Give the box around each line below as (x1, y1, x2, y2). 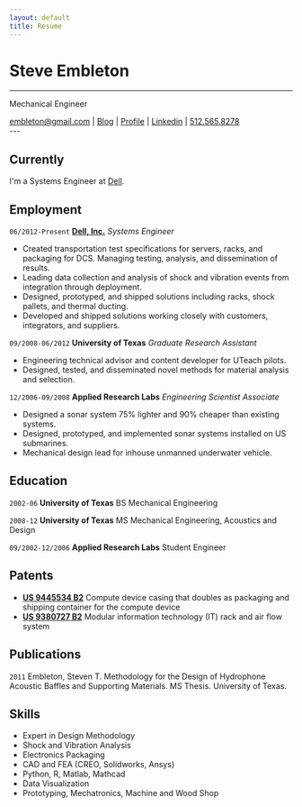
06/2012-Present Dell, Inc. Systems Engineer (9, 226, 175, 237)
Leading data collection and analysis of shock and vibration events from (22, 272, 289, 283)
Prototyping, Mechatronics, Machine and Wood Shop (22, 788, 219, 799)
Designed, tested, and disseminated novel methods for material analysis (22, 364, 289, 375)
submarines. (22, 438, 69, 449)
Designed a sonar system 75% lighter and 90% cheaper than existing (22, 409, 280, 420)
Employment (9, 202, 83, 217)
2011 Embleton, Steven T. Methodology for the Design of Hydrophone (9, 671, 266, 682)
